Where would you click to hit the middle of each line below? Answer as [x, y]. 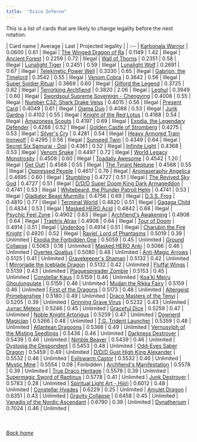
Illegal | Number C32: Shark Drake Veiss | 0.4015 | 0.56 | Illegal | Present [94, 102]
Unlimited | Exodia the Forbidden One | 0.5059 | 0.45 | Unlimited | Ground [95, 239]
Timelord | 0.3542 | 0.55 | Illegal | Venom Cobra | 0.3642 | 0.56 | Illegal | [93, 77]
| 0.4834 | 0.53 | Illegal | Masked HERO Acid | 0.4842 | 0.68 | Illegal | [89, 208]
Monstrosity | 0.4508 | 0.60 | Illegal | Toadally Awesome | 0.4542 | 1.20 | [94, 158]
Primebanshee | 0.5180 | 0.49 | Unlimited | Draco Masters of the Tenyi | [92, 296]
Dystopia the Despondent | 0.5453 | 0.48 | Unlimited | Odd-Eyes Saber [92, 346]
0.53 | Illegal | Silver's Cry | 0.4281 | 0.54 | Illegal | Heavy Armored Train [93, 133]
